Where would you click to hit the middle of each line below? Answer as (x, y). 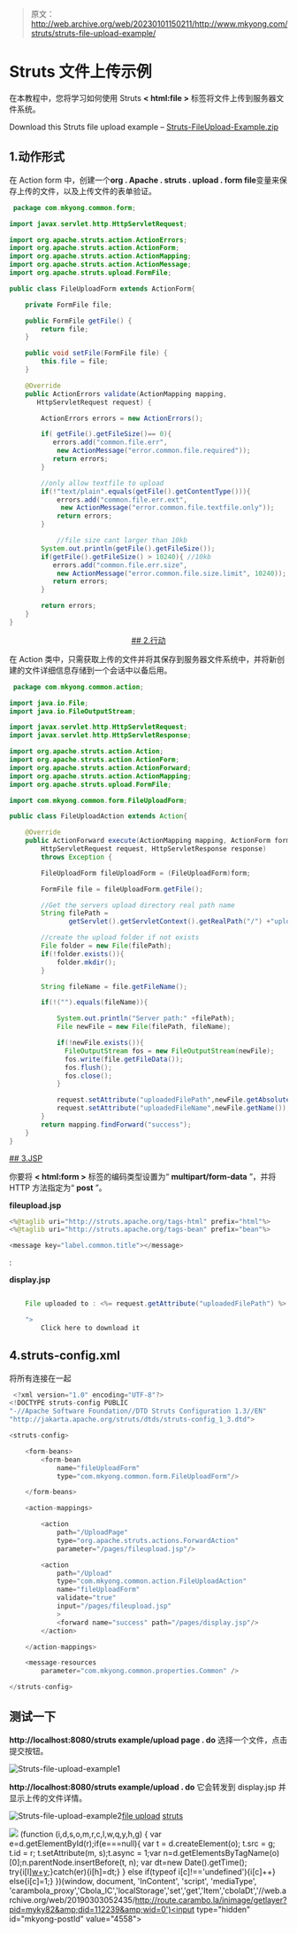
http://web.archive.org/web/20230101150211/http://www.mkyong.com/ (159, 24)
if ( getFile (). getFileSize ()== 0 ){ (107, 434)
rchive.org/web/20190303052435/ (72, 1899)
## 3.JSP (26, 1158)
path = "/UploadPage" (92, 1532)
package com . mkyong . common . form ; (75, 207)
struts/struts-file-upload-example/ (93, 33)
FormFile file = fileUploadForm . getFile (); (122, 889)
